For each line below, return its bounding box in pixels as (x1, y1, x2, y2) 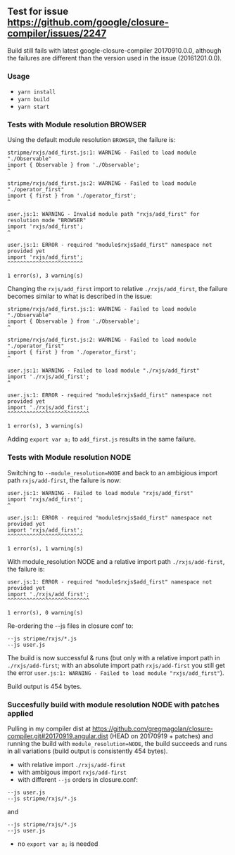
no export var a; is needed (17, 840, 99, 848)
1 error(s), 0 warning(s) (7, 609, 83, 616)
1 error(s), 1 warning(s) (7, 545, 83, 552)
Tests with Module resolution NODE (7, 453, 132, 463)
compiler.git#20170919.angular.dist (7, 732, 108, 740)
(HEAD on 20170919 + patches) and (109, 732, 213, 740)
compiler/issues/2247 (7, 27, 107, 39)
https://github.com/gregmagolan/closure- (92, 724, 213, 733)
